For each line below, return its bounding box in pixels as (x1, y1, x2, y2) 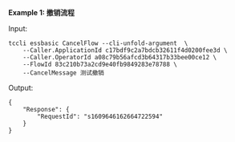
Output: (8, 83, 34, 92)
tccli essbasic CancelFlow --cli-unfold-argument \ (8, 39, 188, 47)
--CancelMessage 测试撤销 (22, 69, 104, 77)
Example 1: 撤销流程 (8, 8, 75, 17)
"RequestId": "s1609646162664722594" (37, 112, 163, 120)
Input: (8, 24, 28, 33)
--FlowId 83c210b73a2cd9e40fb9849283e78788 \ (22, 60, 178, 68)
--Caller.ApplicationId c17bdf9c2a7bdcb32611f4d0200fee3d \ (22, 47, 228, 55)
